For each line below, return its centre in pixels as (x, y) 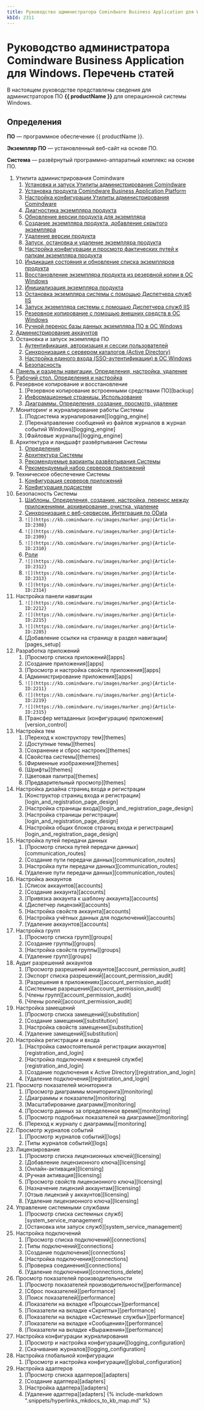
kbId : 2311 (21, 18)
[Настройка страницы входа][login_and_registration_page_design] (109, 808)
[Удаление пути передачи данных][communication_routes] (100, 873)
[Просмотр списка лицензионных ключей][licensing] (93, 1156)
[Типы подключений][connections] (69, 1246)
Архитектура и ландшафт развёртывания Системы (81, 442)
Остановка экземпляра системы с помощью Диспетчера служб (108, 294)
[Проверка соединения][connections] (73, 1265)
